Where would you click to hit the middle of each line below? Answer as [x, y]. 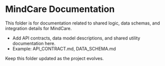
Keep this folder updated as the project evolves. [54, 58]
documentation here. [34, 43]
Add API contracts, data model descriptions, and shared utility [76, 38]
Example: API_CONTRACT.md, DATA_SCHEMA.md [64, 48]
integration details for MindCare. [38, 28]
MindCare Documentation [60, 9]
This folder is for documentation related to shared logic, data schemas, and [82, 23]
